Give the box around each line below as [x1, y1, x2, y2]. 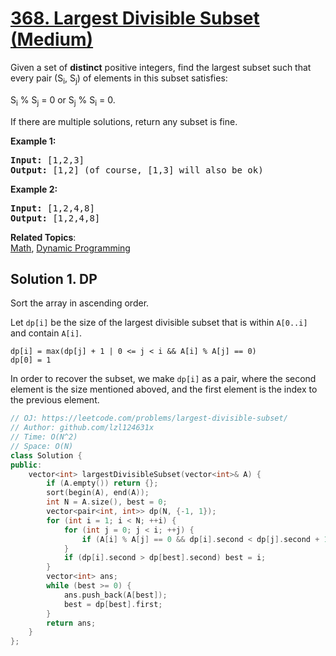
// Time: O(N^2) [10, 432, 78, 442]
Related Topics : [10, 231, 77, 243]
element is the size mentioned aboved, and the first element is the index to [10, 383, 318, 396]
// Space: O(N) [10, 441, 74, 451]
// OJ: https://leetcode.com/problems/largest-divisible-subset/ [10, 413, 288, 424]
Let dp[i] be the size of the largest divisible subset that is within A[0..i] [10, 317, 308, 329]
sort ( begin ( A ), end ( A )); [46, 488, 150, 498]
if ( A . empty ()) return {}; [46, 478, 159, 489]
